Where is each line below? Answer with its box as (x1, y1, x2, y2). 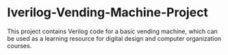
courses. (7, 41, 32, 50)
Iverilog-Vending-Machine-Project (7, 5, 209, 20)
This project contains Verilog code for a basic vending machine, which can (7, 27, 218, 35)
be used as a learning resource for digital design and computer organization (7, 34, 222, 42)
